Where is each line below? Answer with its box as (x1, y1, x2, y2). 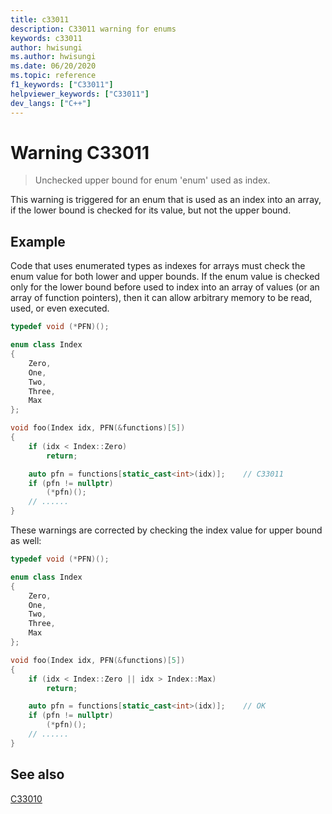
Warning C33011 (10, 141, 150, 164)
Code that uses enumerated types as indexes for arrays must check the (10, 260, 306, 272)
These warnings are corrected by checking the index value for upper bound (10, 524, 323, 536)
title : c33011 (10, 14, 70, 25)
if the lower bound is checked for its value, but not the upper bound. (10, 204, 292, 216)
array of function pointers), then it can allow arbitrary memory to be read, (10, 292, 313, 304)
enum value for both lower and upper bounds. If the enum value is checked (10, 271, 320, 283)
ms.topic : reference (10, 71, 97, 81)
